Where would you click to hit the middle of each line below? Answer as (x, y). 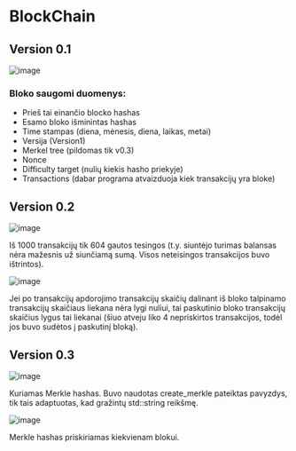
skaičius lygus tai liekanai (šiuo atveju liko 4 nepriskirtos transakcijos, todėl (146, 318)
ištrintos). (27, 265)
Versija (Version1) (54, 141)
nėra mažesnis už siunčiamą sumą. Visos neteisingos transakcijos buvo (140, 255)
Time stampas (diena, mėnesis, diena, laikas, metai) (117, 131)
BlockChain (52, 16)
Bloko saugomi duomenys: (68, 93)
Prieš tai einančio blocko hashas (81, 113)
